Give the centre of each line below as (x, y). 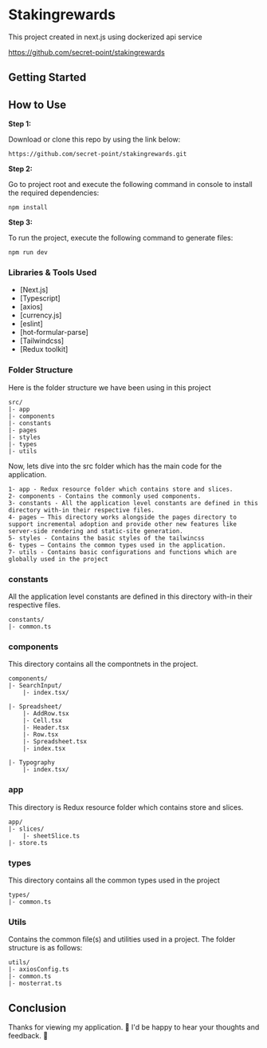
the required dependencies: (54, 193)
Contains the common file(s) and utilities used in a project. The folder (122, 939)
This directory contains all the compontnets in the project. (103, 664)
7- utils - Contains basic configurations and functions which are (123, 552)
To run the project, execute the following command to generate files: (121, 238)
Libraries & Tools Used (53, 273)
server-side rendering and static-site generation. (96, 531)
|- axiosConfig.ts (39, 970)
